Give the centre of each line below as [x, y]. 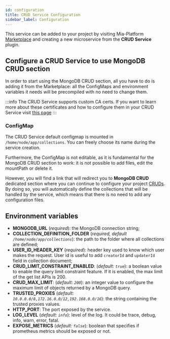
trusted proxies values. [37, 304]
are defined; [25, 245]
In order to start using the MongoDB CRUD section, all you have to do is [80, 81]
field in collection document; [42, 261]
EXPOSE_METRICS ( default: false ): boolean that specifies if [76, 326]
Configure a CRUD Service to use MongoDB [75, 61]
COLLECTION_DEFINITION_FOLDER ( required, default [70, 234]
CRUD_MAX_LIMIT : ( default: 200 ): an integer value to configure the [83, 282]
